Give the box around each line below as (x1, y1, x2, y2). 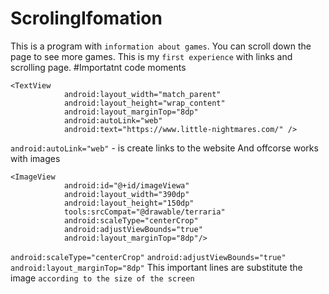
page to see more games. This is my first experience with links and (10, 50, 293, 62)
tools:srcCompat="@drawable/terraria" (63, 207, 226, 217)
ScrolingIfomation (10, 7, 163, 30)
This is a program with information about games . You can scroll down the (10, 40, 312, 52)
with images (10, 152, 61, 164)
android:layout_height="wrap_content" (63, 98, 226, 108)
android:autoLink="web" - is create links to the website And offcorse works (10, 142, 319, 154)
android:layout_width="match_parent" (63, 89, 222, 99)
